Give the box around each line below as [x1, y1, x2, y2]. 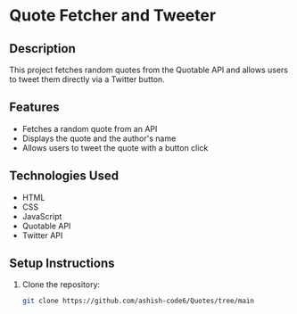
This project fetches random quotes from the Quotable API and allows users [9, 64, 288, 75]
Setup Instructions [9, 256, 115, 271]
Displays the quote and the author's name [21, 133, 177, 144]
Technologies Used [9, 169, 119, 184]
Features [9, 100, 60, 115]
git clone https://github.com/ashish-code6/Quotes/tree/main [21, 296, 255, 306]
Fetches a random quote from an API [21, 123, 158, 134]
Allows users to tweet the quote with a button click [21, 142, 209, 153]
